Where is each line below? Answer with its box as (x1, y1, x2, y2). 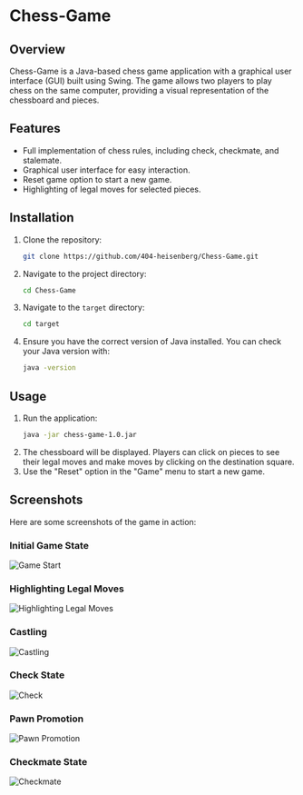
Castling (9, 626, 48, 639)
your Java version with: (22, 346, 111, 357)
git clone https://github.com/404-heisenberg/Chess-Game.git (22, 252, 259, 261)
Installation (9, 210, 74, 225)
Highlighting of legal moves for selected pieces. (22, 184, 201, 194)
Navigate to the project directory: (22, 268, 147, 279)
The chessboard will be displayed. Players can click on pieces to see (22, 446, 280, 457)
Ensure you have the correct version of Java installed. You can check (22, 336, 282, 347)
